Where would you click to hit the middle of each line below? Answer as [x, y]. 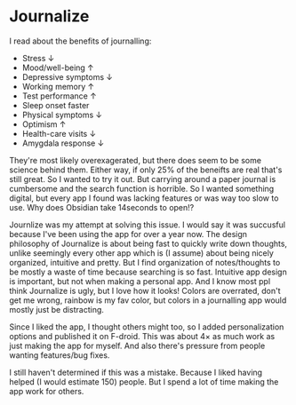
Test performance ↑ [59, 96]
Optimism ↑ [44, 124]
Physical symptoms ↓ [62, 115]
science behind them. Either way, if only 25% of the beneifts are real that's [146, 170]
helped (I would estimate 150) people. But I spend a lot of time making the [144, 381]
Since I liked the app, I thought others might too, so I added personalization [147, 327]
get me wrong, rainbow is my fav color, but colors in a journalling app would [148, 300]
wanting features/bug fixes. [60, 355]
